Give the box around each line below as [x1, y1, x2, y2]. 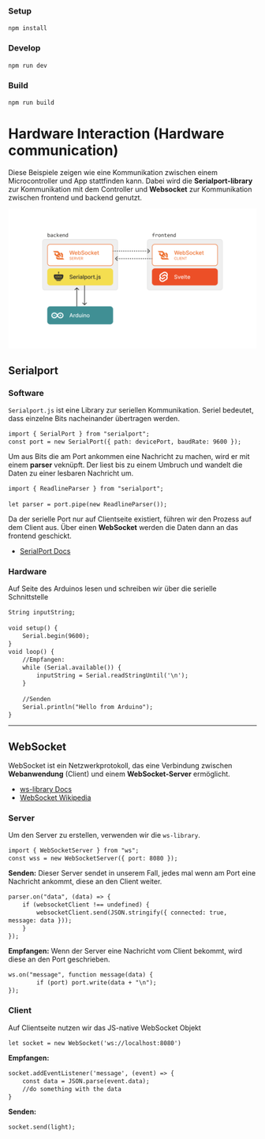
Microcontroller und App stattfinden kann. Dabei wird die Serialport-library [8, 176, 253, 185]
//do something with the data [22, 1085, 122, 1093]
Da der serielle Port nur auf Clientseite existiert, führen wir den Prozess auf [8, 514, 252, 524]
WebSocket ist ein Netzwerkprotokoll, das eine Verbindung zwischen [8, 761, 233, 771]
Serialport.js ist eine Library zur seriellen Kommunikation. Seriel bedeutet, [8, 405, 254, 415]
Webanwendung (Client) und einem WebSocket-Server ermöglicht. [8, 769, 230, 779]
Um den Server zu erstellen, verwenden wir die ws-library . [8, 831, 201, 840]
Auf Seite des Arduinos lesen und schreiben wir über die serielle [8, 584, 217, 593]
